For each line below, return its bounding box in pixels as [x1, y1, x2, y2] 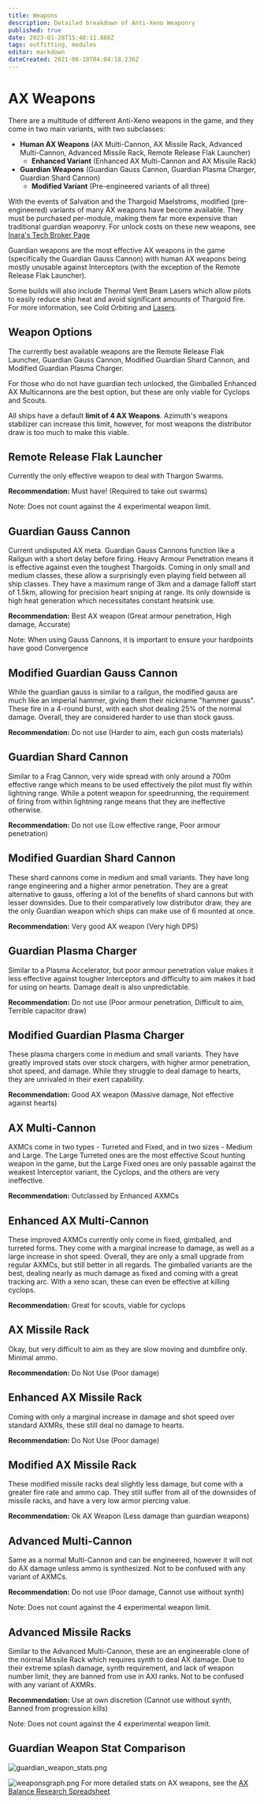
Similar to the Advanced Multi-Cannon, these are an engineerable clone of [8, 1647, 250, 1656]
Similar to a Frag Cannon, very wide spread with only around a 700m [8, 771, 231, 781]
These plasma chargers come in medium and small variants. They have [8, 1049, 239, 1059]
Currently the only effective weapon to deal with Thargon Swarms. [8, 471, 225, 481]
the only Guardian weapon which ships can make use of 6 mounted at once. [8, 906, 255, 916]
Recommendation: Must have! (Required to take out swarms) [8, 486, 208, 496]
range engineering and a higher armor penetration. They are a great [8, 881, 229, 891]
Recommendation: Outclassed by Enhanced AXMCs [8, 1191, 180, 1201]
